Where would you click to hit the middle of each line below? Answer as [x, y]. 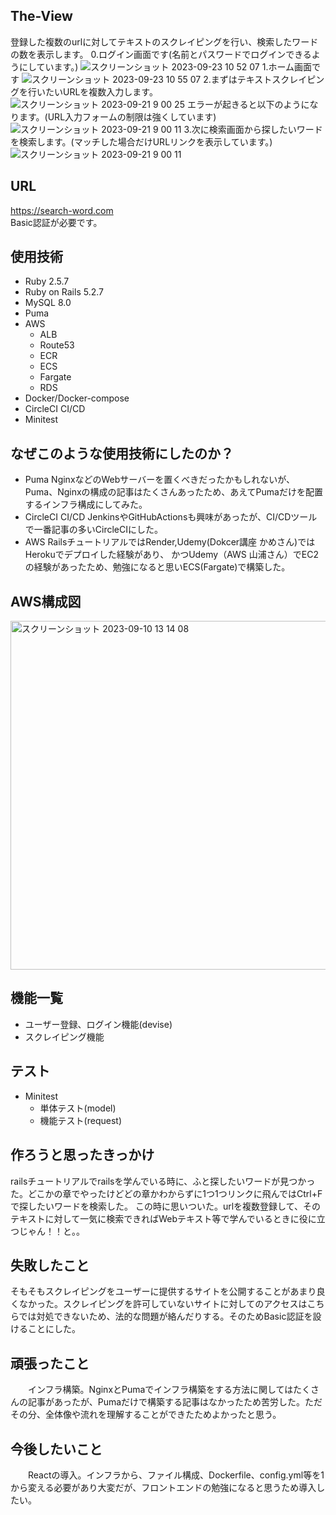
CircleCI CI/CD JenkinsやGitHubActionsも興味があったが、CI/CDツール [171, 517]
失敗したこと [50, 1265]
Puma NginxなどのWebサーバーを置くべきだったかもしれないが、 [159, 480]
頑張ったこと [50, 1363]
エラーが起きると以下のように [248, 104]
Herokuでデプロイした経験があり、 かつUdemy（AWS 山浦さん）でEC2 [171, 555]
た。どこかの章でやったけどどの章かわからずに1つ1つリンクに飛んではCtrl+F [166, 1193]
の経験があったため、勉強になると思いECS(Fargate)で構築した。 [157, 567]
